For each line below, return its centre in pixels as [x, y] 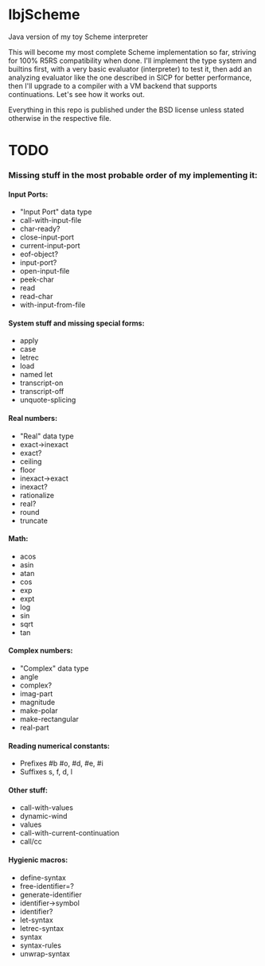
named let [36, 375]
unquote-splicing [48, 400]
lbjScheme [44, 15]
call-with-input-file [51, 220]
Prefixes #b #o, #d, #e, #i [61, 763]
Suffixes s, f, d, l [46, 772]
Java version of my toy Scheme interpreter [78, 37]
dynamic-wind [43, 816]
